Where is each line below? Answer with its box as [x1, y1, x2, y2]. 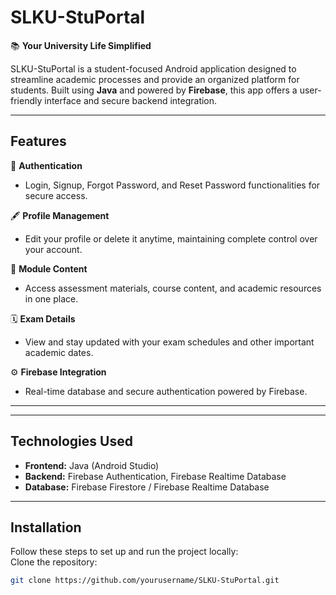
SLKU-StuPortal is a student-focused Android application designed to [10, 62, 297, 75]
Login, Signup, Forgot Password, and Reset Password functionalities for [24, 179, 321, 191]
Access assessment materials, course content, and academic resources [24, 282, 322, 294]
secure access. [24, 189, 88, 201]
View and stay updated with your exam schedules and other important [24, 336, 315, 348]
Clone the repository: [10, 556, 98, 568]
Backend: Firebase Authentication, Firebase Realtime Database [24, 470, 287, 482]
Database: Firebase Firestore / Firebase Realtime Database [24, 481, 270, 493]
